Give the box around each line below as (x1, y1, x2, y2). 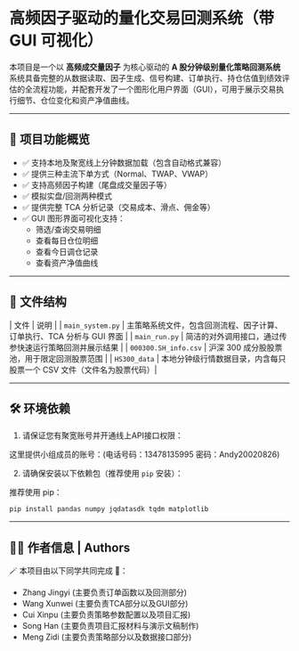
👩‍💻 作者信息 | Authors (9, 540, 131, 555)
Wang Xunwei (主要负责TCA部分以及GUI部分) (21, 598, 189, 609)
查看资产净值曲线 (35, 257, 99, 268)
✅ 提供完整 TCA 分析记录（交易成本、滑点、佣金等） (21, 201, 215, 212)
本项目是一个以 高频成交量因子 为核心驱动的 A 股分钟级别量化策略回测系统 (9, 61, 281, 72)
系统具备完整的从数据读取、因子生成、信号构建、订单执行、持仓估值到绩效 (9, 72, 282, 83)
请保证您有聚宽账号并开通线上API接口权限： (21, 430, 184, 441)
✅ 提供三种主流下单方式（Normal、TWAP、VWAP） (21, 168, 214, 179)
